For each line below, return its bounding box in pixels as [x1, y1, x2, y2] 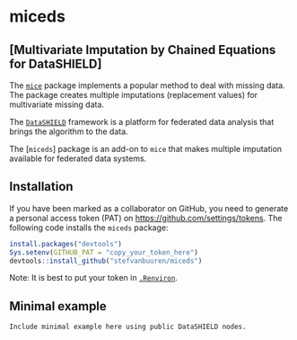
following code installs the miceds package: [9, 222, 169, 233]
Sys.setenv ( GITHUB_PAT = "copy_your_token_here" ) [9, 247, 199, 257]
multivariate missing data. [9, 99, 105, 110]
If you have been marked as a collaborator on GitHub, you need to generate [9, 202, 289, 213]
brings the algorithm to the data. [9, 126, 128, 137]
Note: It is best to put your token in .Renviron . [9, 273, 178, 283]
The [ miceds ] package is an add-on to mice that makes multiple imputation [9, 144, 283, 154]
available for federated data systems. [9, 153, 147, 164]
